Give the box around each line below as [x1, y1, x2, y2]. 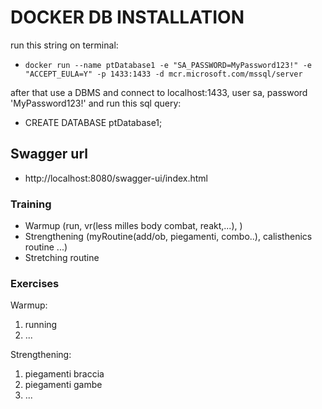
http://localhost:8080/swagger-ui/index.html [24, 172, 208, 184]
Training [10, 197, 52, 211]
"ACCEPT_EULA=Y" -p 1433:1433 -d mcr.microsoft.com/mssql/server [24, 69, 303, 79]
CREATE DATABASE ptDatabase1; [24, 116, 163, 128]
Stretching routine [24, 252, 100, 264]
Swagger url [10, 146, 88, 163]
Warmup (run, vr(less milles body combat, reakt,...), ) [24, 220, 243, 232]
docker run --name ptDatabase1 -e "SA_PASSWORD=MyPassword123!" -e [24, 60, 312, 70]
